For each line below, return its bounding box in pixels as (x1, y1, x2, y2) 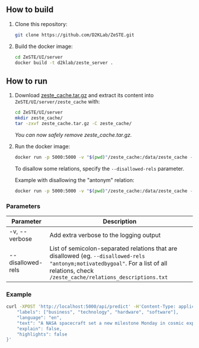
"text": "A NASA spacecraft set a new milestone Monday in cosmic (17, 320, 184, 326)
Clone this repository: (14, 20, 68, 27)
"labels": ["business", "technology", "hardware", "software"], (17, 309, 179, 315)
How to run (6, 76, 48, 86)
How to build (6, 5, 54, 15)
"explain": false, (17, 325, 62, 331)
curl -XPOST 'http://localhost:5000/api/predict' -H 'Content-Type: (6, 304, 176, 310)
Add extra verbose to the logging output (49, 231, 161, 239)
